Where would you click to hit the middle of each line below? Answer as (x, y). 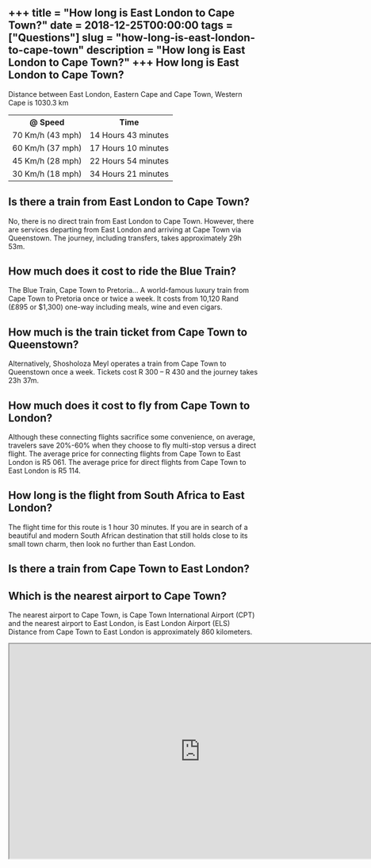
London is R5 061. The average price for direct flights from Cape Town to (127, 463)
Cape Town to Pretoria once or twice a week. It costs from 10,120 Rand (124, 299)
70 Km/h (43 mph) (47, 135)
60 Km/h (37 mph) (47, 148)
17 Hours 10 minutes (129, 148)
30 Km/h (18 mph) (47, 174)
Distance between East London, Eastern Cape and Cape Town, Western (125, 94)
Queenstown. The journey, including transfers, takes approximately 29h (125, 238)
